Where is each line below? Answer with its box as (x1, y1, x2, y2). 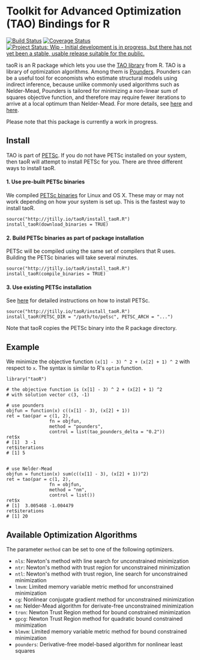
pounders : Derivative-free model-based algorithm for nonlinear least (14, 641, 183, 648)
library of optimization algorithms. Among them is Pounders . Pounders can (6, 68, 191, 75)
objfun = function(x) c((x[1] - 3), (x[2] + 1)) (6, 408, 130, 414)
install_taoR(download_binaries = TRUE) (6, 221, 109, 227)
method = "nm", (49, 487, 87, 493)
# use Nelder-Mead (6, 466, 52, 472)
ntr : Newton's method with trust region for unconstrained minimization (14, 563, 190, 571)
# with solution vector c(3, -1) (6, 392, 90, 398)
